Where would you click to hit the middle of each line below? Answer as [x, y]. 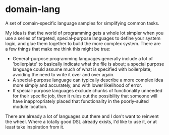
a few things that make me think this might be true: [58, 49]
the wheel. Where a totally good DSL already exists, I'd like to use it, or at [81, 121]
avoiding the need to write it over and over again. [63, 74]
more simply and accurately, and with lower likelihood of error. [77, 85]
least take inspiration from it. [35, 127]
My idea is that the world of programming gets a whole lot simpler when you [84, 33]
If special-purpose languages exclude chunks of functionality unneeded [87, 90]
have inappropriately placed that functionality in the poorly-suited [80, 101]
